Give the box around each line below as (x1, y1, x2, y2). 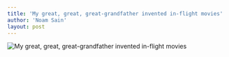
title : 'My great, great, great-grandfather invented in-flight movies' (7, 10, 223, 17)
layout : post (7, 23, 45, 30)
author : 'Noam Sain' (7, 17, 68, 24)
